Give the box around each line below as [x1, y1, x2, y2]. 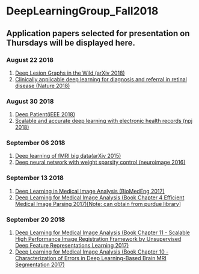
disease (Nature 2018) [14, 82, 70, 89]
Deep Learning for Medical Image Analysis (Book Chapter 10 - [14, 248, 169, 255]
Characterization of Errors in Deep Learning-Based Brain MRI [14, 255, 167, 262]
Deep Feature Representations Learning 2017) [14, 242, 129, 249]
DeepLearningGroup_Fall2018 [6, 4, 159, 18]
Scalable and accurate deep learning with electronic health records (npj [14, 117, 193, 125]
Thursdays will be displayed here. [6, 37, 136, 48]
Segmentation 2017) [14, 261, 65, 269]
